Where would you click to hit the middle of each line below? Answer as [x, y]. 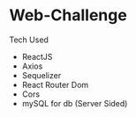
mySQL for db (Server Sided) [75, 103]
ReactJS [37, 56]
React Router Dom [55, 84]
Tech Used [29, 40]
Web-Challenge [68, 15]
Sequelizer [42, 75]
